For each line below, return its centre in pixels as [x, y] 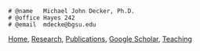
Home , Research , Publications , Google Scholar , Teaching [100, 39]
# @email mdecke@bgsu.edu [52, 25]
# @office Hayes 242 [42, 18]
